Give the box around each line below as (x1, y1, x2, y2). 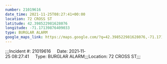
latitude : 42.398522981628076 (5, 21, 68, 26)
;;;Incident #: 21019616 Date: (5, 48, 68, 54)
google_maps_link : (5, 35, 43, 40)
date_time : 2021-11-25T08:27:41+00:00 (5, 12, 85, 17)
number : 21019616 (5, 7, 41, 12)
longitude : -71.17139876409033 (5, 26, 70, 31)
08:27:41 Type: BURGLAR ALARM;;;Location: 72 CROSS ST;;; (11, 53, 141, 59)
